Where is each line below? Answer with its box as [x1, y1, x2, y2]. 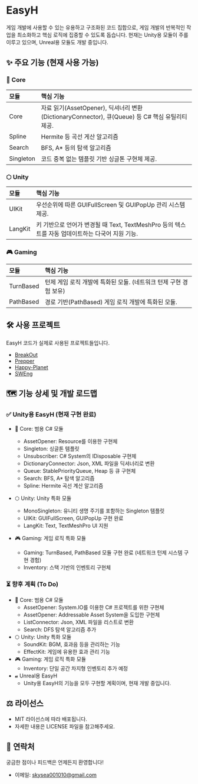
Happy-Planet [14, 364, 48, 371]
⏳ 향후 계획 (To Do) [6, 580, 59, 588]
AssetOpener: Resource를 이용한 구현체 [23, 437, 118, 444]
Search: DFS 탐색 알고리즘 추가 [23, 626, 97, 633]
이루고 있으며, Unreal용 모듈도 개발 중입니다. [6, 38, 109, 46]
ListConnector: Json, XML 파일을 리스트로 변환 [23, 619, 134, 626]
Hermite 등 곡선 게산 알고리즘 [41, 133, 119, 141]
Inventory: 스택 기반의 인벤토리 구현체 [23, 563, 111, 571]
